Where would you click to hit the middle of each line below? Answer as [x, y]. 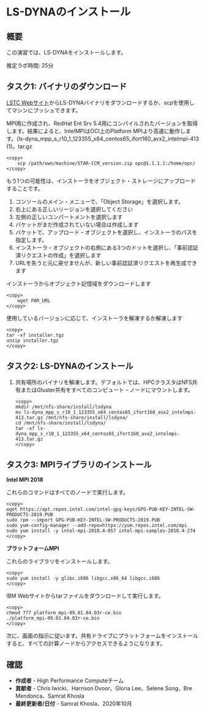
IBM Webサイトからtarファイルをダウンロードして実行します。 [85, 596]
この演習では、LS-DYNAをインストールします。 [66, 52]
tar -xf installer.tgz [35, 335]
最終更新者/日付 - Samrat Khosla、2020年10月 [74, 704]
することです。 [25, 188]
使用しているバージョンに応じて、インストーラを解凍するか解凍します [95, 318]
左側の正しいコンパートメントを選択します [69, 217]
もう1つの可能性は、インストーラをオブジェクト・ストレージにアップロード [101, 180]
